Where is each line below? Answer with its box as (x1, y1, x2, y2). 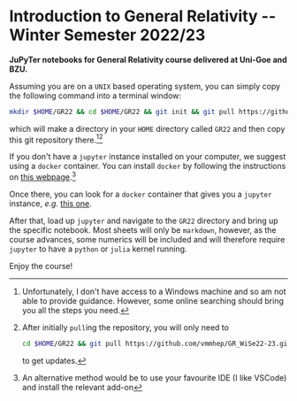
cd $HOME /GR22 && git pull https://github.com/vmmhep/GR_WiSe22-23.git (21, 339, 292, 349)
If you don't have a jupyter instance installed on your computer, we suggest (9, 151, 286, 162)
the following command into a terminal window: (9, 90, 182, 101)
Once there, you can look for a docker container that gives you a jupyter (9, 189, 272, 200)
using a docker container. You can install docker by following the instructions (9, 161, 286, 172)
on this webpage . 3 (9, 170, 77, 182)
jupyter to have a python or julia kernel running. (9, 243, 187, 254)
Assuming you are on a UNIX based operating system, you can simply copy (9, 81, 281, 91)
